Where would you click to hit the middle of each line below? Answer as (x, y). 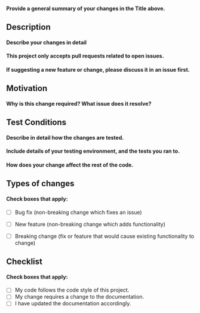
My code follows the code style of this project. (72, 290)
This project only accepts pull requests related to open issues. (85, 56)
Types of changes (40, 184)
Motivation (27, 89)
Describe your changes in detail (47, 42)
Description (28, 27)
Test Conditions (36, 122)
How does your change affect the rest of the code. (70, 165)
